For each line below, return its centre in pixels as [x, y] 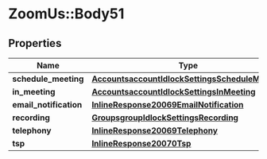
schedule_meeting [48, 79]
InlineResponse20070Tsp [141, 143]
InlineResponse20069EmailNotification [167, 105]
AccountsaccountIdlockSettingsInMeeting [173, 92]
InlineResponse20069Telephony [155, 130]
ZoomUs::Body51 [66, 14]
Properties [35, 43]
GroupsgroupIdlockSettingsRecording [164, 118]
